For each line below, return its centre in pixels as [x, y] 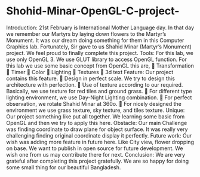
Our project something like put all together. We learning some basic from [96, 116]
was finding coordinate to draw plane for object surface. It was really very [97, 129]
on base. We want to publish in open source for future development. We [95, 148]
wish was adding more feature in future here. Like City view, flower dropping [100, 142]
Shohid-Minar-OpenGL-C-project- [93, 11]
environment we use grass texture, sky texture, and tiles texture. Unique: [96, 110]
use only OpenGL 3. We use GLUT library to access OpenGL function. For [96, 59]
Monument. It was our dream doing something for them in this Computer [95, 40]
